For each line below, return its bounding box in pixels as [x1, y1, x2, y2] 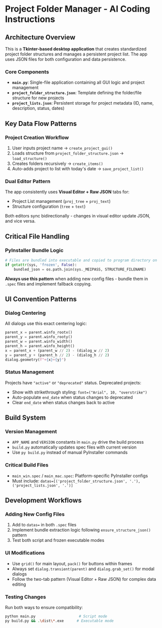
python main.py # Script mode [5, 614, 108, 619]
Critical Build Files [5, 462, 49, 468]
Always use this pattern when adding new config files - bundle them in [5, 276, 148, 282]
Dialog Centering [5, 309, 46, 316]
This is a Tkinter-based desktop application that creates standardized [5, 46, 147, 52]
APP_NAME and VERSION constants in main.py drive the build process [12, 439, 144, 445]
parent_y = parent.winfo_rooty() [5, 335, 73, 340]
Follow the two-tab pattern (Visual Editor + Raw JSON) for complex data [12, 576, 156, 582]
